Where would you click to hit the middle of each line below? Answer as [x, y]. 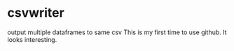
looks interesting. [32, 39]
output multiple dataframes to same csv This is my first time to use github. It [117, 32]
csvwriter [36, 13]
